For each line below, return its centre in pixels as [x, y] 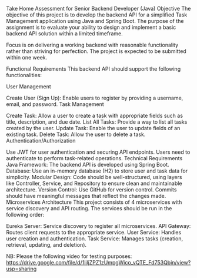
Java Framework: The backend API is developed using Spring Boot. [88, 165]
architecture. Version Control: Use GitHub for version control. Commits [91, 190]
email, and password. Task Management [55, 104]
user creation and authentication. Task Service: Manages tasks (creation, [95, 239]
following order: [25, 215]
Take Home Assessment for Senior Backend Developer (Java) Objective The [98, 9]
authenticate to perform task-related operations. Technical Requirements [94, 158]
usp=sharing [21, 269]
